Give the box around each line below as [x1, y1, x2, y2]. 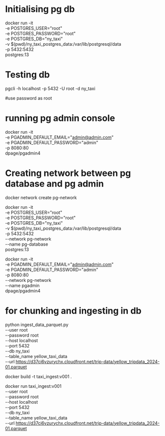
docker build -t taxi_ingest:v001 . [5, 373, 72, 379]
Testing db [5, 69, 50, 81]
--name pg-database [5, 241, 49, 247]
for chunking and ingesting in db [5, 305, 142, 316]
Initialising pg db [5, 3, 75, 15]
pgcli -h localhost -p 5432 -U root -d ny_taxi [5, 86, 96, 91]
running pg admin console [5, 113, 115, 124]
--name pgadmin [5, 282, 40, 288]
